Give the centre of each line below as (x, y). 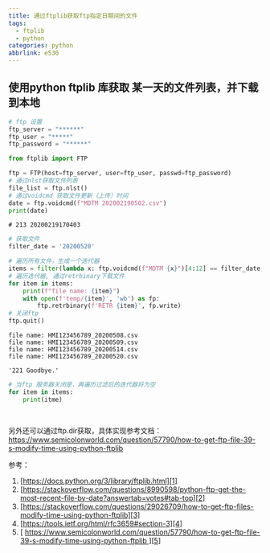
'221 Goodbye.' (34, 371)
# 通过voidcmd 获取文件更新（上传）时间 (68, 195)
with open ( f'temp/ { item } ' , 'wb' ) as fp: (91, 298)
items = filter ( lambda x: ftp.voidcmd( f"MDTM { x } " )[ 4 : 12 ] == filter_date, (136, 269)
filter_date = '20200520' (51, 247)
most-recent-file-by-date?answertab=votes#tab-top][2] (112, 498)
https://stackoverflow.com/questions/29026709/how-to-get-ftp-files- (139, 506)
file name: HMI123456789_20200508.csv (73, 336)
